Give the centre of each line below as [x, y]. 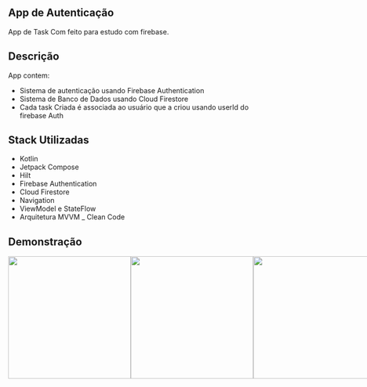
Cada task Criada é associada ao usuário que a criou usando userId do [134, 107]
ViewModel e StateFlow [58, 209]
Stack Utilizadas [49, 140]
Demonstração [45, 242]
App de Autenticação [61, 13]
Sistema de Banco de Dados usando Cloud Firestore [104, 99]
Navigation [37, 201]
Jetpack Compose [49, 167]
